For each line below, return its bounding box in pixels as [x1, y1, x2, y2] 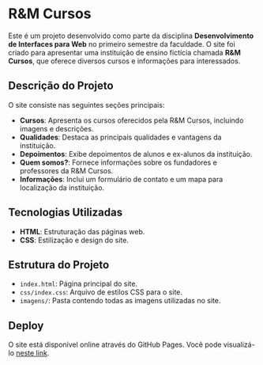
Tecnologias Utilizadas [8, 206, 123, 219]
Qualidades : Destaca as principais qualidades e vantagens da [19, 132, 222, 142]
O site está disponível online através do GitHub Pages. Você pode [8, 340, 222, 349]
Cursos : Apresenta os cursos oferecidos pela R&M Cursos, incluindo [19, 116, 244, 125]
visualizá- [223, 340, 255, 349]
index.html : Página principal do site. [19, 279, 138, 289]
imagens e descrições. [19, 124, 94, 133]
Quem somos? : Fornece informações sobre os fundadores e [19, 158, 217, 167]
